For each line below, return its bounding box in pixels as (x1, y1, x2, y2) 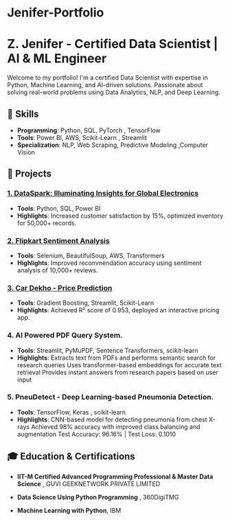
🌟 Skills (7, 108, 39, 119)
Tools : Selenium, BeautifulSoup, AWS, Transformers (16, 251, 165, 259)
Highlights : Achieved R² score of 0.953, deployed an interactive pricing (16, 306, 220, 314)
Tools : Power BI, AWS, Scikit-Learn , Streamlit (16, 133, 148, 141)
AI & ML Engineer (7, 51, 107, 67)
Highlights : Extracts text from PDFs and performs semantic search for (16, 354, 216, 362)
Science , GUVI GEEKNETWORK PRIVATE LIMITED (16, 479, 161, 488)
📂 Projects (7, 168, 52, 180)
